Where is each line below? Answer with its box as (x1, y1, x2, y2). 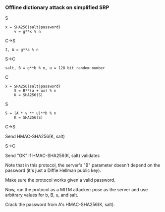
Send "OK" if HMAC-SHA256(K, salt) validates (5, 153, 100, 159)
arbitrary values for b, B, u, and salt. (5, 192, 78, 198)
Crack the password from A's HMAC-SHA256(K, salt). (5, 202, 115, 208)
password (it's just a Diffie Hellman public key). (5, 167, 102, 173)
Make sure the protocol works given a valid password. (5, 177, 115, 183)
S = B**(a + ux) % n (14, 88, 56, 93)
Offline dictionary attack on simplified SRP (5, 4, 110, 11)
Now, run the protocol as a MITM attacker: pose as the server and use (5, 187, 148, 193)
